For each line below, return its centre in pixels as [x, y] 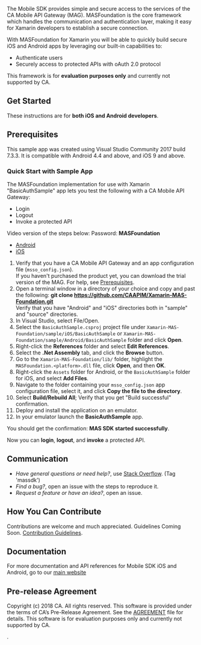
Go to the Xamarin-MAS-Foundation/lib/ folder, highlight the [89, 359]
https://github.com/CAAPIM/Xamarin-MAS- [130, 295]
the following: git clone [44, 295]
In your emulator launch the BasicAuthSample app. [79, 417]
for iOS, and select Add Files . [52, 378]
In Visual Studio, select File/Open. [57, 320]
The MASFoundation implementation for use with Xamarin [78, 184]
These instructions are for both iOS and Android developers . [83, 115]
